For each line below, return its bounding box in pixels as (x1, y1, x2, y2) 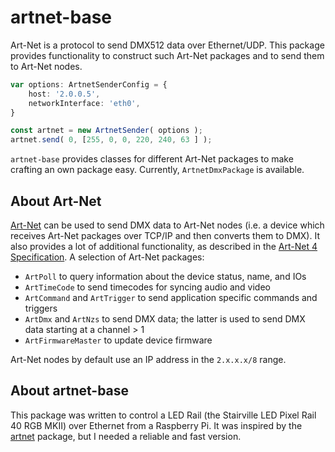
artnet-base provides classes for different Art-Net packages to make (10, 153, 294, 165)
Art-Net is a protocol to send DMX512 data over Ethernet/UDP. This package (10, 39, 325, 51)
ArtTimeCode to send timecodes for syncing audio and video (24, 281, 271, 293)
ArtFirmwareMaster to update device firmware (24, 334, 213, 346)
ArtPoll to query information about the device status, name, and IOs (24, 271, 307, 282)
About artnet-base (10, 382, 130, 400)
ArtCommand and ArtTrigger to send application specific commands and (24, 292, 318, 303)
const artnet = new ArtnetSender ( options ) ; (10, 126, 203, 136)
